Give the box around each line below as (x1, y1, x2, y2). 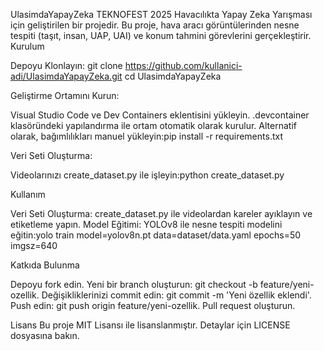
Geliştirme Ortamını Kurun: (10, 90, 120, 101)
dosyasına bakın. (10, 330, 80, 341)
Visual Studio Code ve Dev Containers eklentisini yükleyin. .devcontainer (10, 109, 310, 121)
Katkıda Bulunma (10, 259, 80, 271)
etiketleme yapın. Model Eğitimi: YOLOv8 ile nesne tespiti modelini (10, 219, 283, 230)
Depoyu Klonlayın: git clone (10, 60, 123, 71)
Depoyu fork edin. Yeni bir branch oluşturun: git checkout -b (10, 279, 258, 290)
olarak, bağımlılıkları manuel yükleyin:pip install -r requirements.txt (10, 130, 283, 142)
